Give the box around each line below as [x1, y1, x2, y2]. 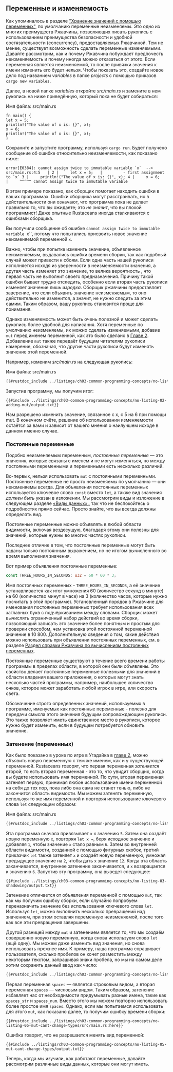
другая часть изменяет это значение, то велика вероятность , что [6, 268, 151, 274]
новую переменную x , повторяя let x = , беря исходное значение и [6, 836, 155, 842]
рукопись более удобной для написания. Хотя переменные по [6, 321, 143, 328]
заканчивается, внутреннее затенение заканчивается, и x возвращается [6, 863, 166, 870]
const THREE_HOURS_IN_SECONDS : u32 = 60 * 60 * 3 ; [6, 573, 117, 578]
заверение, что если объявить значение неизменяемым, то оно [6, 290, 147, 296]
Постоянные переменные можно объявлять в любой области [6, 521, 142, 527]
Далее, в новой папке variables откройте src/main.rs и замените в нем [6, 87, 161, 94]
